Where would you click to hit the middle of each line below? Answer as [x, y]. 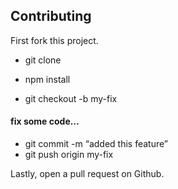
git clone [43, 60]
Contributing [51, 16]
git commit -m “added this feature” [96, 144]
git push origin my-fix [69, 155]
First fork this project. [54, 40]
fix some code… [45, 121]
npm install [47, 79]
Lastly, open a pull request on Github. [87, 174]
